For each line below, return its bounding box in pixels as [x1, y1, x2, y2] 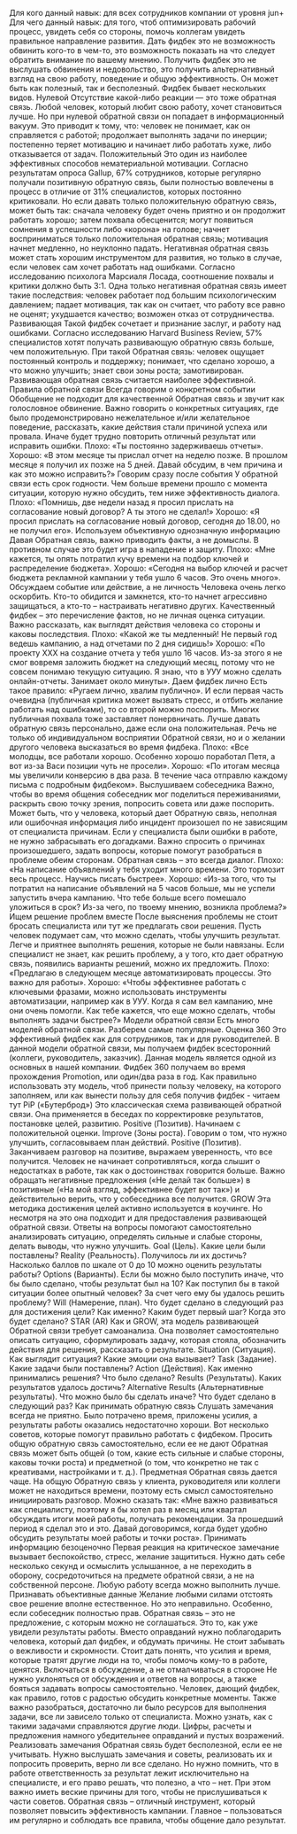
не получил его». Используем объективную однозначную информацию [9, 525, 281, 535]
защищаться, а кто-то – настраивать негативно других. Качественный [9, 601, 276, 610]
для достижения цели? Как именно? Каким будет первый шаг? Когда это [9, 1307, 286, 1317]
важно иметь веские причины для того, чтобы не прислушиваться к [9, 1787, 268, 1797]
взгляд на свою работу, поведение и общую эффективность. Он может [9, 74, 278, 83]
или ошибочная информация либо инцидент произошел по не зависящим [9, 817, 288, 828]
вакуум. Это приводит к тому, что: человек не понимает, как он [9, 120, 250, 131]
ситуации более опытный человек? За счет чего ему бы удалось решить [9, 1288, 285, 1298]
